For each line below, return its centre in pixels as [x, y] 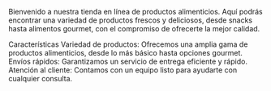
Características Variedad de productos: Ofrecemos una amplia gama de [128, 44]
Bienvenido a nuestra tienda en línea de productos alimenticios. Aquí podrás [135, 12]
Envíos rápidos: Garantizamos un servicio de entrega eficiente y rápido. [128, 61]
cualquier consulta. [41, 79]
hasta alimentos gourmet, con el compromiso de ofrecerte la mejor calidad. [134, 29]
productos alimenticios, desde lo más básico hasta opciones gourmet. [126, 53]
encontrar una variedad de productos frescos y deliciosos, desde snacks [131, 20]
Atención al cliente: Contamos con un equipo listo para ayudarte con [123, 70]
